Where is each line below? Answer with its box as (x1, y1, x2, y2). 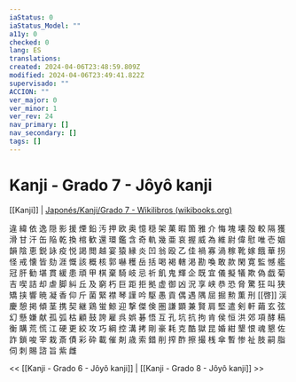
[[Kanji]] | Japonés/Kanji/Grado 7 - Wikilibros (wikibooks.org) (9, 204, 233, 215)
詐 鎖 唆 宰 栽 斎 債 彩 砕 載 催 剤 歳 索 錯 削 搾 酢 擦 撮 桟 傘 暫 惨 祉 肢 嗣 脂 (9, 334, 286, 345)
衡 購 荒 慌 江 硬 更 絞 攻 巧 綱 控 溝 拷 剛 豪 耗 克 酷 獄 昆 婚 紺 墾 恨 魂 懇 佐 (9, 322, 286, 333)
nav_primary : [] (9, 121, 69, 130)
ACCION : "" (9, 87, 50, 96)
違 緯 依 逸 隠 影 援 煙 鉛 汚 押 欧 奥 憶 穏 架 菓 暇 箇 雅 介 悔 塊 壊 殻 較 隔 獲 (9, 223, 286, 234)
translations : (9, 54, 62, 63)
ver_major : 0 (9, 95, 58, 105)
